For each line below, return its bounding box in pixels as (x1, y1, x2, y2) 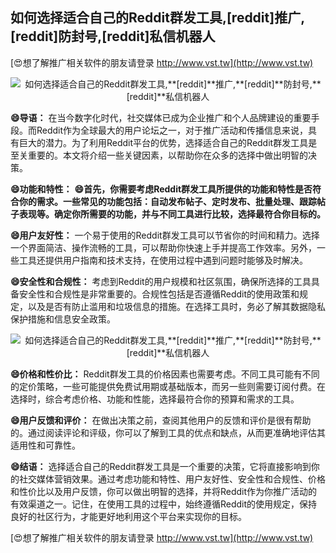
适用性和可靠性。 (10, 439, 81, 451)
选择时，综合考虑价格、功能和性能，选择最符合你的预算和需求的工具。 (10, 393, 300, 405)
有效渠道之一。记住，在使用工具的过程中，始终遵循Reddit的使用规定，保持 (10, 498, 318, 510)
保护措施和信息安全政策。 (10, 313, 116, 325)
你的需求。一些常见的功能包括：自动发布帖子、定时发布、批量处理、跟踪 (18, 195, 317, 207)
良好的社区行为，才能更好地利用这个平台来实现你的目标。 (10, 510, 247, 522)
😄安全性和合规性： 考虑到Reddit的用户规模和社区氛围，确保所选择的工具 (10, 275, 312, 287)
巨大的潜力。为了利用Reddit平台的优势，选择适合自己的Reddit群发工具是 (18, 136, 318, 148)
